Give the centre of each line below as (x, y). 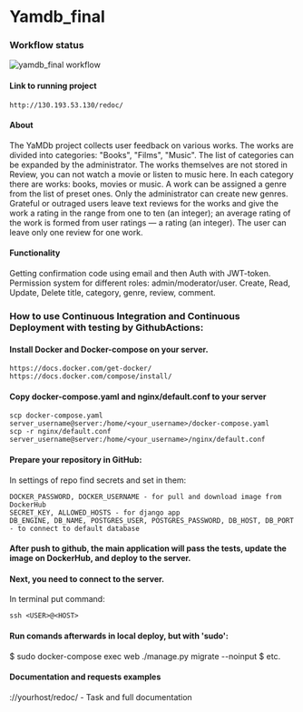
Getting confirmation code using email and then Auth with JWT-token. (140, 274)
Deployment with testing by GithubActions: (107, 327)
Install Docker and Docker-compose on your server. (109, 349)
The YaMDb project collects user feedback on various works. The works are (151, 145)
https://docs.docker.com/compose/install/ (91, 376)
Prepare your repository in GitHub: (76, 460)
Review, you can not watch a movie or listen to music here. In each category (151, 174)
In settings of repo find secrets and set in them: (98, 480)
